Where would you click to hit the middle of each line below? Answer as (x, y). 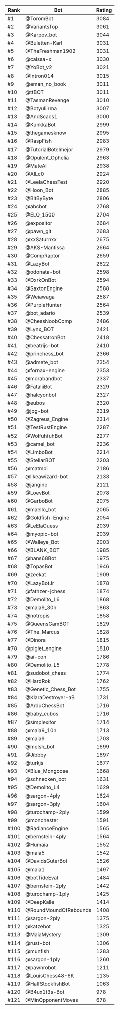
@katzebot (38, 927)
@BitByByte (39, 198)
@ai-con (36, 657)
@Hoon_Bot (40, 190)
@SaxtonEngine (44, 288)
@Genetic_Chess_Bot (51, 689)
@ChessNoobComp (49, 321)
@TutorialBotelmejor (50, 149)
